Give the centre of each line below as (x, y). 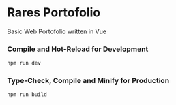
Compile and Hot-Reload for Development (78, 49)
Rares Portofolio (54, 13)
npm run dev (24, 63)
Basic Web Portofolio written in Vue (57, 31)
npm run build (27, 95)
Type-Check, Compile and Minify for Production (88, 81)
